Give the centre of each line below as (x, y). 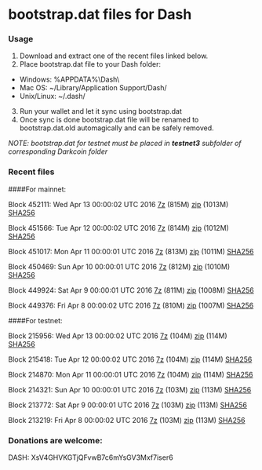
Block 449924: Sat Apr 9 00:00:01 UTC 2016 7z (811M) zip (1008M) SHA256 (131, 290)
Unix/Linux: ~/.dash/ (52, 97)
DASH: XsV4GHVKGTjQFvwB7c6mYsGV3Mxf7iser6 (91, 457)
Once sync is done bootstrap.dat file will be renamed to (109, 120)
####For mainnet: (37, 189)
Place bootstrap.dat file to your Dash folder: (90, 64)
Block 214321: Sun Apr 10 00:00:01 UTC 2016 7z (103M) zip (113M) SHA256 (130, 389)
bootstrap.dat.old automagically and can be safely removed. (116, 128)
